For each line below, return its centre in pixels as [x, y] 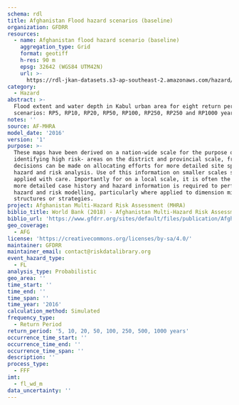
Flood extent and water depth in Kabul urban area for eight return [117, 107]
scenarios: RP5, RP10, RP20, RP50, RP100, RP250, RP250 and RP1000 [116, 113]
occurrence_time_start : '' [47, 337]
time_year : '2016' [34, 305]
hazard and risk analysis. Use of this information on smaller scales [121, 172]
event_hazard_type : [36, 259]
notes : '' [22, 119]
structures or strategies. [54, 199]
